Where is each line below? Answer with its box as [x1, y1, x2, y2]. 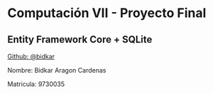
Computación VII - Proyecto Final [7, 5, 207, 21]
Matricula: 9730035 [7, 80, 65, 88]
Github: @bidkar [7, 52, 55, 61]
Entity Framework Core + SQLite [7, 33, 153, 46]
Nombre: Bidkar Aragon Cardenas [7, 66, 106, 74]
